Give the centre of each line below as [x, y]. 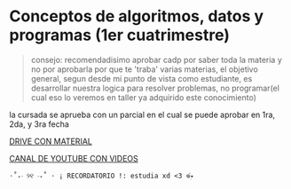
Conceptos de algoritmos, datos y [137, 16]
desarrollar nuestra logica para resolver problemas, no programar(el [155, 88]
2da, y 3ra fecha [39, 124]
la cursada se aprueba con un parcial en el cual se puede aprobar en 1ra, [142, 114]
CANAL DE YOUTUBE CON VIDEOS [74, 158]
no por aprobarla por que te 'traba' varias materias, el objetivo [145, 69]
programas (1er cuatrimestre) [120, 35]
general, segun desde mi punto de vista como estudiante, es [142, 78]
